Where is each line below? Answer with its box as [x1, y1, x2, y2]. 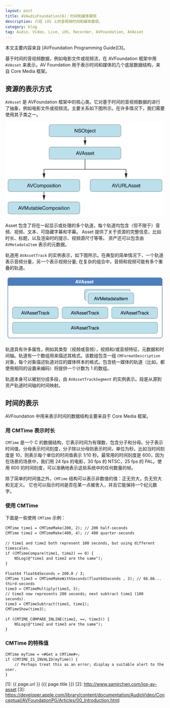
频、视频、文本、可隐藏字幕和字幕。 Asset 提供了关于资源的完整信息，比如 [5, 229, 162, 235]
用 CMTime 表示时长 [5, 427, 55, 434]
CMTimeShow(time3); [5, 606, 47, 612]
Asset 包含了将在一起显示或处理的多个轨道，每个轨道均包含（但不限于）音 [5, 222, 160, 228]
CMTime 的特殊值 [5, 639, 49, 646]
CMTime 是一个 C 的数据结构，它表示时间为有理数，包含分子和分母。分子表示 [5, 439, 163, 445]
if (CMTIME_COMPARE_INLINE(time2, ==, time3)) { [5, 616, 110, 622]
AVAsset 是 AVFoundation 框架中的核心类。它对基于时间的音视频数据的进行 [5, 99, 161, 105]
